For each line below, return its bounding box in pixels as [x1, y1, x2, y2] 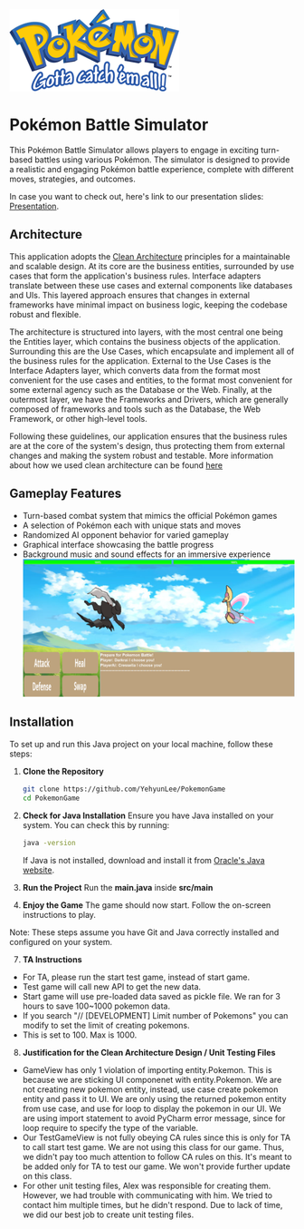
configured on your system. [9, 937, 113, 948]
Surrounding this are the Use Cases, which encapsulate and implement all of [9, 346, 295, 356]
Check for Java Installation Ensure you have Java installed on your [22, 810, 274, 821]
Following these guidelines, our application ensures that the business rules [9, 431, 288, 442]
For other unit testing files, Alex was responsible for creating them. [22, 1180, 271, 1192]
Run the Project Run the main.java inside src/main [22, 883, 214, 893]
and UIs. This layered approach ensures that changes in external [9, 289, 251, 300]
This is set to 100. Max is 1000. [22, 1029, 138, 1040]
